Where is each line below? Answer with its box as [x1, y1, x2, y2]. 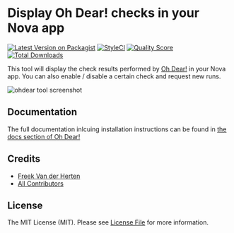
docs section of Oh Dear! [7, 132, 81, 141]
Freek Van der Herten [17, 172, 81, 180]
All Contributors [17, 179, 64, 188]
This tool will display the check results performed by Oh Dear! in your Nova [7, 64, 226, 73]
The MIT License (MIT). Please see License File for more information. [7, 218, 209, 227]
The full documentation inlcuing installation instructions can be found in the [7, 125, 227, 133]
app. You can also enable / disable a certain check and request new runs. [7, 72, 221, 80]
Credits [7, 153, 41, 165]
